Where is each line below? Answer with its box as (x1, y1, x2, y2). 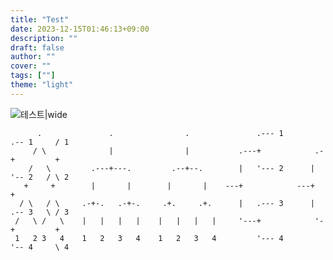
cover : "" (10, 61, 52, 71)
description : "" (10, 33, 78, 43)
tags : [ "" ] (10, 71, 56, 81)
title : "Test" (10, 14, 70, 25)
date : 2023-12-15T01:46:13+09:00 (10, 24, 150, 34)
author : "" (10, 52, 56, 62)
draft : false (10, 42, 65, 53)
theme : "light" (10, 80, 74, 90)
